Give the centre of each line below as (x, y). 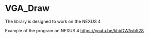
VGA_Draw (27, 8)
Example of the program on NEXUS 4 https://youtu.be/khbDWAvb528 (74, 30)
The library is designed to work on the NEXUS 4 (53, 21)
